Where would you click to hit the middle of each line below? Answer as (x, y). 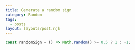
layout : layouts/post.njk (33, 29)
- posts (18, 24)
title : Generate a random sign (38, 10)
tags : (11, 19)
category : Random (24, 15)
